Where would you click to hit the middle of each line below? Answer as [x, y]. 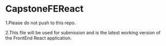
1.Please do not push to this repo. [41, 23]
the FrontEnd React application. [39, 38]
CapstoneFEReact [44, 9]
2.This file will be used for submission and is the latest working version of [83, 32]
